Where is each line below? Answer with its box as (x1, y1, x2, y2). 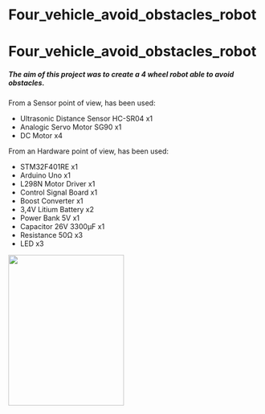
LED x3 (19, 239, 44, 248)
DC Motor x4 (19, 131, 63, 141)
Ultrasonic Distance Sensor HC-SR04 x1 (19, 114, 153, 124)
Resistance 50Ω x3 (19, 231, 83, 240)
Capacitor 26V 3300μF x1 (19, 222, 105, 232)
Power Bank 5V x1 (19, 213, 80, 223)
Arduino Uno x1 (19, 170, 71, 180)
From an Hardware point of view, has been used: (8, 146, 169, 156)
